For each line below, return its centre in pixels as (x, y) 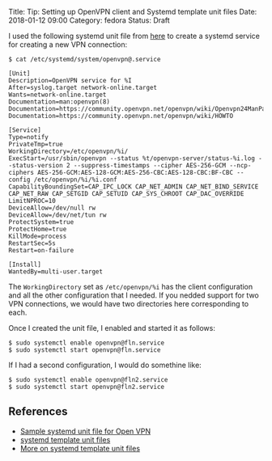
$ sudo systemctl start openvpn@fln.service (85, 350)
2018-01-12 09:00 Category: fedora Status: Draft (89, 20)
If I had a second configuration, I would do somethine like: (105, 365)
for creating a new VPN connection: (68, 44)
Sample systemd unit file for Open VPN (85, 431)
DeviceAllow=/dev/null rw (52, 208)
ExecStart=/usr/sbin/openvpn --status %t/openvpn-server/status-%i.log (132, 159)
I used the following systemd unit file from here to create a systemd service (134, 36)
